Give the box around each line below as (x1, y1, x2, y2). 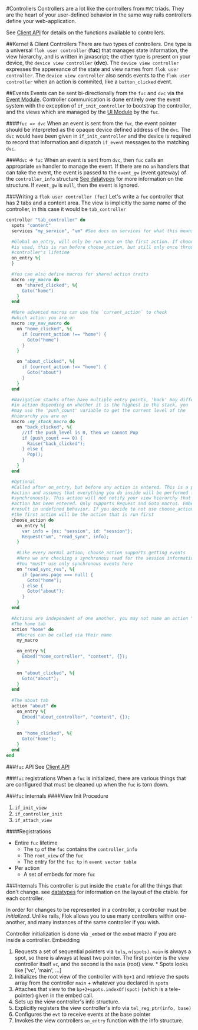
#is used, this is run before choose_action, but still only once (11, 244, 178, 250)
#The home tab (11, 620, 46, 627)
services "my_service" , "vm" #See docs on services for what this (11, 228, 178, 234)
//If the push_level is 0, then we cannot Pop (21, 430, 138, 436)
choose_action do (11, 517, 54, 523)
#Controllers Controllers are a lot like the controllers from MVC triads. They (6, 5, 184, 12)
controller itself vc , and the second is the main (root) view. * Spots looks (14, 960, 189, 967)
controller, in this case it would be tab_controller (6, 206, 127, 212)
